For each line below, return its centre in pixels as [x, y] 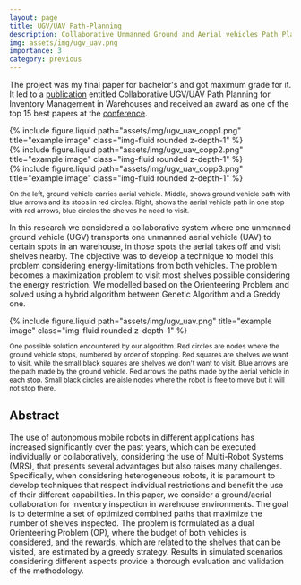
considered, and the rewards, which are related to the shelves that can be [145, 542]
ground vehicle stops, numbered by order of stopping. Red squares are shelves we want [149, 355]
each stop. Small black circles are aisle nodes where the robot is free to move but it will [147, 380]
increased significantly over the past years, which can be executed [133, 447]
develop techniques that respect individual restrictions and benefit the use [146, 485]
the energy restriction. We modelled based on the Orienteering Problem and [149, 284]
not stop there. [33, 388]
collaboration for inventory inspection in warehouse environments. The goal [149, 503]
